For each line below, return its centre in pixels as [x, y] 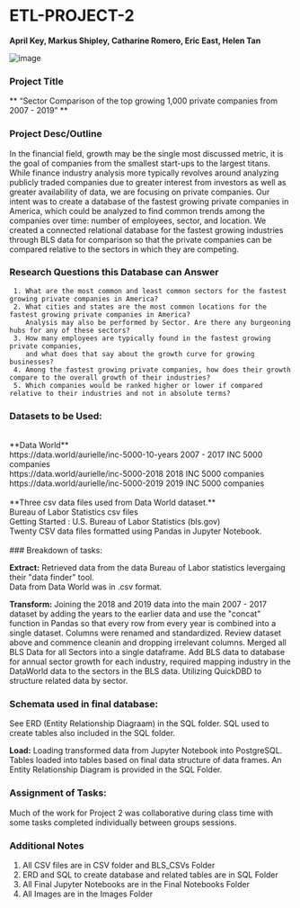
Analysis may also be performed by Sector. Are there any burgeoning [159, 322]
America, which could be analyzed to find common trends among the [137, 211]
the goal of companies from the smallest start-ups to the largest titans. [140, 163]
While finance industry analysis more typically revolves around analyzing [144, 173]
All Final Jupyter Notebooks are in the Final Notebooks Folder [136, 885]
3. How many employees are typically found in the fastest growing [142, 338]
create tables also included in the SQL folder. [93, 733]
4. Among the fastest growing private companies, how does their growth [152, 370]
